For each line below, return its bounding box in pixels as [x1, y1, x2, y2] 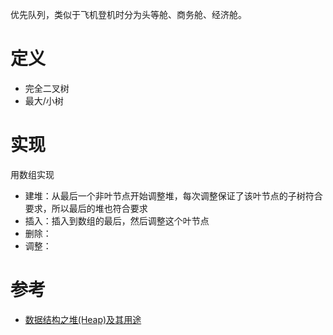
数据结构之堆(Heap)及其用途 [24, 313, 142, 325]
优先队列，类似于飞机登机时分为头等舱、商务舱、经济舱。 [10, 9, 247, 20]
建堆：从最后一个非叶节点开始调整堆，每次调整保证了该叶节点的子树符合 [24, 189, 323, 202]
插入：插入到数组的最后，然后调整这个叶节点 [24, 214, 210, 227]
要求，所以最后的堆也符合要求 [24, 202, 148, 214]
